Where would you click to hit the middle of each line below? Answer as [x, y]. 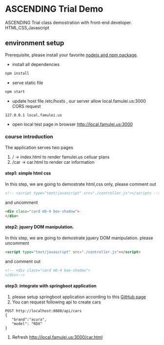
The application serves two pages [39, 147]
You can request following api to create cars [56, 302]
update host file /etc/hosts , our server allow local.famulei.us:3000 [79, 101]
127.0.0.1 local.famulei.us [34, 115]
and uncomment [21, 202]
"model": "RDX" [27, 323]
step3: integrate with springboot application [51, 286]
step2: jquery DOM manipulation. [40, 227]
